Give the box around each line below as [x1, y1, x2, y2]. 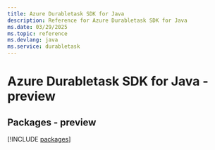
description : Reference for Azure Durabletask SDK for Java [7, 17, 188, 24]
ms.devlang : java [7, 37, 59, 44]
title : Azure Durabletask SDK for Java [7, 10, 125, 18]
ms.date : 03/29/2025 [7, 23, 68, 30]
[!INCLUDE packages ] [7, 135, 71, 143]
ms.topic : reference [7, 30, 68, 37]
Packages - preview [7, 116, 97, 128]
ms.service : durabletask [7, 43, 80, 50]
